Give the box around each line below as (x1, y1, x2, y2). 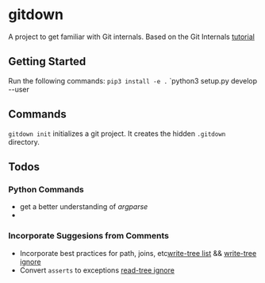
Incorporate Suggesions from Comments (8, 231, 169, 242)
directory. (8, 137, 40, 146)
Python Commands (8, 184, 85, 195)
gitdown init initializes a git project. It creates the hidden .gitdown (8, 129, 226, 138)
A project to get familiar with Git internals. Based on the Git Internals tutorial (8, 32, 255, 41)
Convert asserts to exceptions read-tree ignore (19, 265, 175, 275)
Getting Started (8, 55, 86, 68)
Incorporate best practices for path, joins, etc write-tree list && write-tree (19, 248, 257, 258)
